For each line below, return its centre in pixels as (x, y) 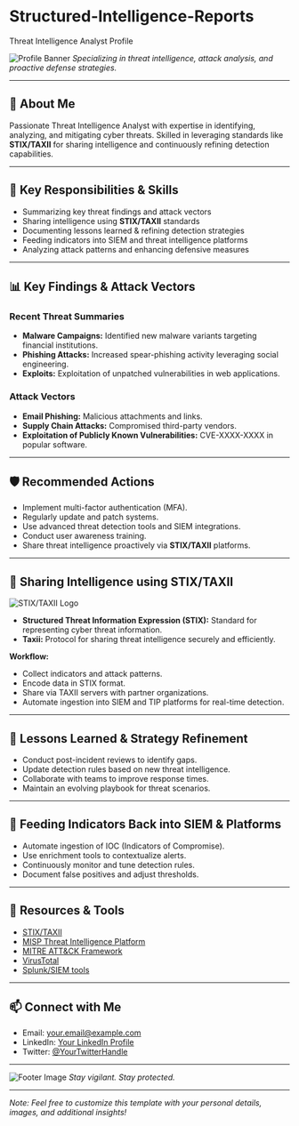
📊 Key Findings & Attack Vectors (102, 286)
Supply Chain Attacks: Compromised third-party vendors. (129, 425)
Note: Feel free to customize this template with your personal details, (136, 1103)
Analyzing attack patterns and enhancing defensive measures (136, 249)
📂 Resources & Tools (67, 910)
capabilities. (31, 154)
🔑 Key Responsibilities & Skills (94, 190)
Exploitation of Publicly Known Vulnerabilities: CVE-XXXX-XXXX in (148, 435)
